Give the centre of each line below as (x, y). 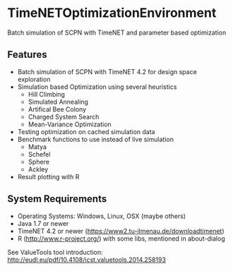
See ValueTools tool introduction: (55, 252)
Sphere (38, 162)
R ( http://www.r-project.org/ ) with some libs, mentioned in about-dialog (121, 239)
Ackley (38, 169)
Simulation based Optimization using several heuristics (97, 87)
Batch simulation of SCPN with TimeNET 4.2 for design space (107, 71)
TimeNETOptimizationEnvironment (112, 13)
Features (27, 55)
